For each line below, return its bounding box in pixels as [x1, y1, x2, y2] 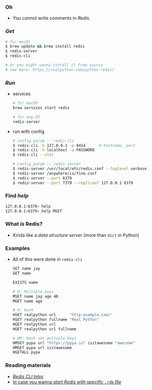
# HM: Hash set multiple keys [12, 336, 77, 341]
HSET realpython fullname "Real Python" [12, 317, 99, 323]
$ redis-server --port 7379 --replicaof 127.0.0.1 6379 [12, 180, 133, 186]
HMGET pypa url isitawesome [12, 345, 72, 350]
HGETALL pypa [12, 350, 41, 355]
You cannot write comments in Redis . [12, 15, 91, 21]
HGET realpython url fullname [12, 326, 77, 332]
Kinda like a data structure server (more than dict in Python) [12, 232, 139, 238]
